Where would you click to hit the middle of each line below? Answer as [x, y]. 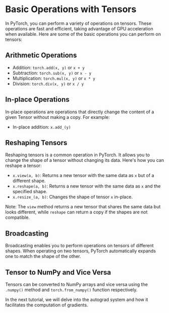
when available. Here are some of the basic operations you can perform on [83, 34]
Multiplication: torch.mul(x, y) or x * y [54, 78]
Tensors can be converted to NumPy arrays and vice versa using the [76, 284]
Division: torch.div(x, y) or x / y [48, 83]
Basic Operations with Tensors [71, 9]
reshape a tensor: [23, 166]
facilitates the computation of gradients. [47, 305]
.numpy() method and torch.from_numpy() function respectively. [71, 290]
